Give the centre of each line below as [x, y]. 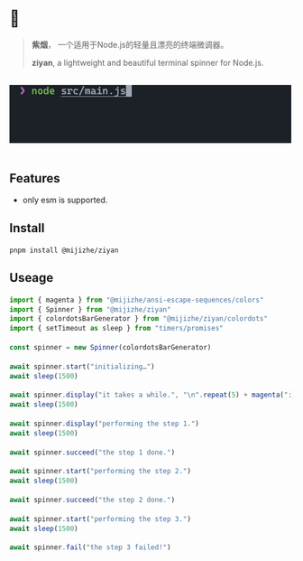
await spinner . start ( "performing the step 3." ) [101, 519]
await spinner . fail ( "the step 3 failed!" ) [90, 547]
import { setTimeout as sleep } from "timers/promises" [116, 329]
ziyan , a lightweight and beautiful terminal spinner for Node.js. [147, 62]
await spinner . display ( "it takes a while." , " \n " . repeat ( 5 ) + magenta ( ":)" [155, 395]
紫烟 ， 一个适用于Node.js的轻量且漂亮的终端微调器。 [130, 44]
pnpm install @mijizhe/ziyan [64, 250]
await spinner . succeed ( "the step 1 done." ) [92, 452]
